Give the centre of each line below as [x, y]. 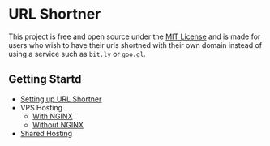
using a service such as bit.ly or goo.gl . [77, 54]
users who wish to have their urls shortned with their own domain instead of [135, 45]
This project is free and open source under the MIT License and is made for [135, 36]
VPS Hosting [41, 107]
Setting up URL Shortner [61, 99]
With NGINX [52, 116]
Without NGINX [58, 125]
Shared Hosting [46, 133]
